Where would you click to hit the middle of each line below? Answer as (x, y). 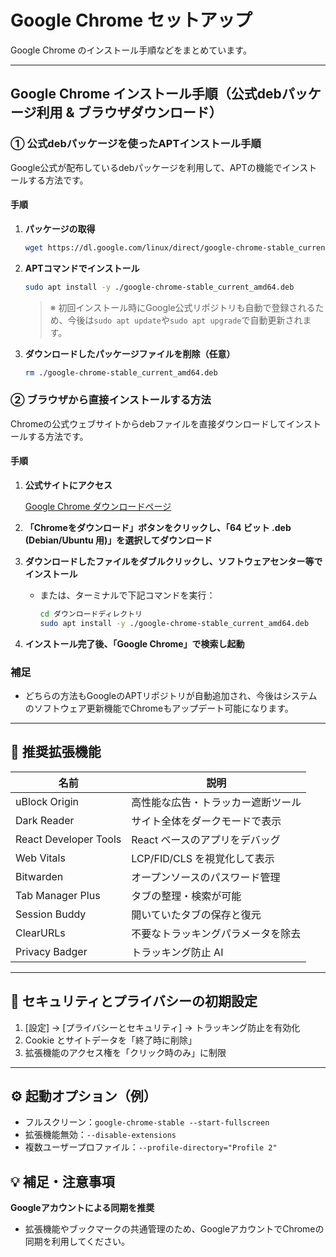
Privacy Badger (51, 951)
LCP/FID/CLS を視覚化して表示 (203, 858)
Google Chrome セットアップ (131, 20)
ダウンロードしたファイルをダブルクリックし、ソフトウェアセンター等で (173, 561)
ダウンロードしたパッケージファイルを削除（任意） (130, 353)
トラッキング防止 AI (177, 952)
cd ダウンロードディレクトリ (91, 614)
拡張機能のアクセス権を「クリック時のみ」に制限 (125, 1052)
